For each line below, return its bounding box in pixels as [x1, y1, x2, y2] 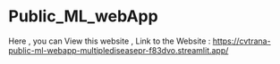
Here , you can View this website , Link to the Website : [8, 36, 211, 46]
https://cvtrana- [212, 36, 271, 46]
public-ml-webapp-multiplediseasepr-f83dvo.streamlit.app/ [8, 44, 229, 55]
